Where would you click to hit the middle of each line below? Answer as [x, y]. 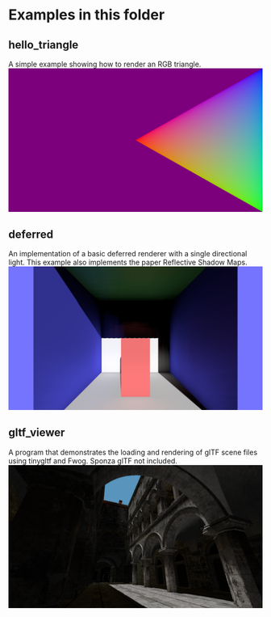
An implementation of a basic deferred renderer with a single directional [128, 254]
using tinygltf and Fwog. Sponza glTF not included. [93, 461]
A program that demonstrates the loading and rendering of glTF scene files [133, 452]
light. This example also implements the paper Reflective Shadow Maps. [128, 262]
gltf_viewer [37, 433]
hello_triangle [44, 45]
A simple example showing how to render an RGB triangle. [105, 64]
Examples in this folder [87, 15]
